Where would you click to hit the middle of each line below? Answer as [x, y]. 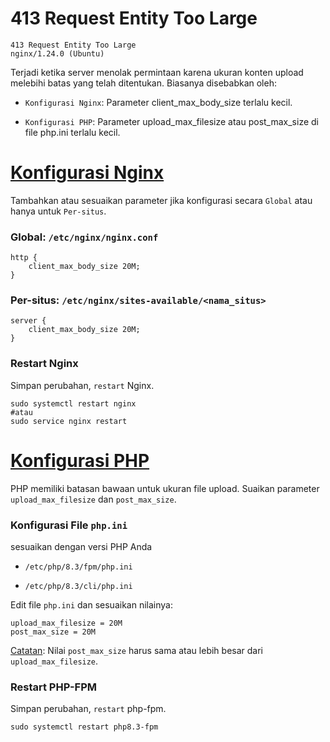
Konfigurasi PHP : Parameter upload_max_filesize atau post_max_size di [171, 121]
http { [24, 258]
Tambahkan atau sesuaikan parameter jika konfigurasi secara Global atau [161, 200]
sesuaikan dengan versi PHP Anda [81, 546]
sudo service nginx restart [69, 421]
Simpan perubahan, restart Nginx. [82, 385]
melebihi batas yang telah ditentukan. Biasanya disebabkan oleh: [143, 83]
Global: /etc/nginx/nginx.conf [84, 237]
